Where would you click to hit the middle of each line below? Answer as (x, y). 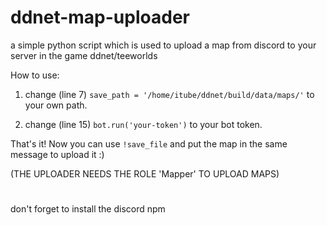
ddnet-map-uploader (100, 17)
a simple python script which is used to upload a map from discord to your (163, 45)
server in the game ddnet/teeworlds (84, 55)
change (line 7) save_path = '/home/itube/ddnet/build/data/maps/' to (169, 94)
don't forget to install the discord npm (88, 209)
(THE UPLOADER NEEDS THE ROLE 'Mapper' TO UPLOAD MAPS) (145, 173)
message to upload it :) (57, 154)
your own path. (56, 105)
